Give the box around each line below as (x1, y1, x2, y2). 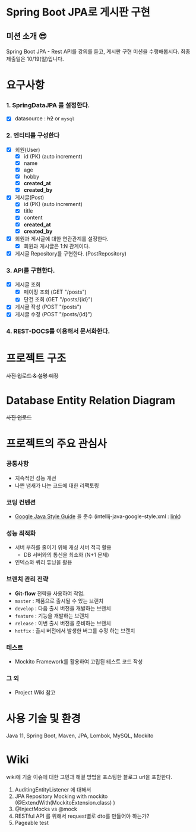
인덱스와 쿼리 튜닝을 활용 (14, 559, 72, 566)
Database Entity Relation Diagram (6, 394, 176, 407)
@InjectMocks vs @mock (14, 805, 77, 813)
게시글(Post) (14, 194, 45, 201)
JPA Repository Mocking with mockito (14, 793, 108, 800)
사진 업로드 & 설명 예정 (6, 372, 59, 379)
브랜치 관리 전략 (6, 575, 49, 584)
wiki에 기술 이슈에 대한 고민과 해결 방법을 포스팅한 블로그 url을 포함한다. (6, 774, 173, 781)
